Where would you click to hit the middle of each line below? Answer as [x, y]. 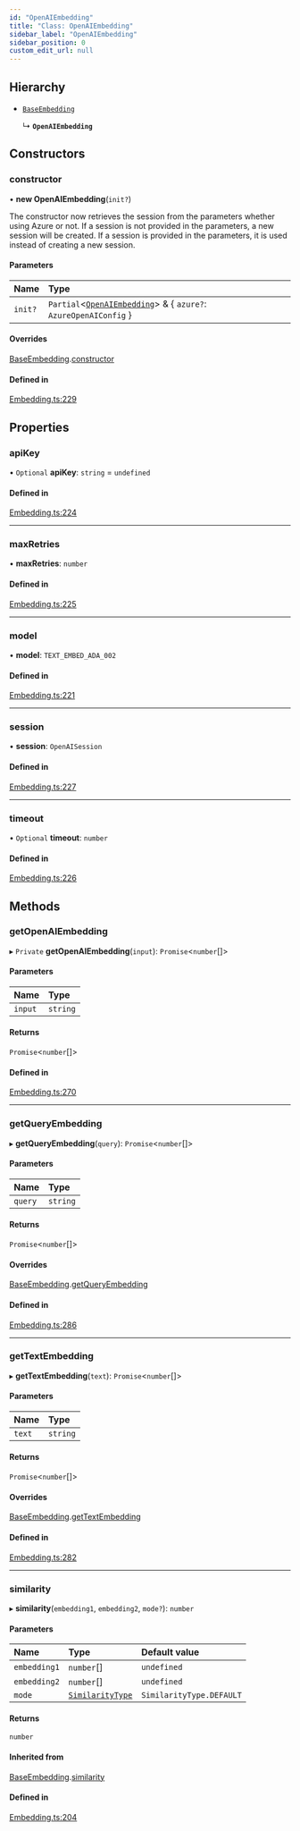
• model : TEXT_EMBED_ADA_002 [62, 654]
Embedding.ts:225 [43, 603]
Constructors [47, 154]
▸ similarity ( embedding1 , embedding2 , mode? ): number [102, 1608]
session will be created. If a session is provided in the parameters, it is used [148, 235]
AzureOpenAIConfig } [90, 315]
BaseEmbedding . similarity [57, 1776]
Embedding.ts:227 [43, 787]
